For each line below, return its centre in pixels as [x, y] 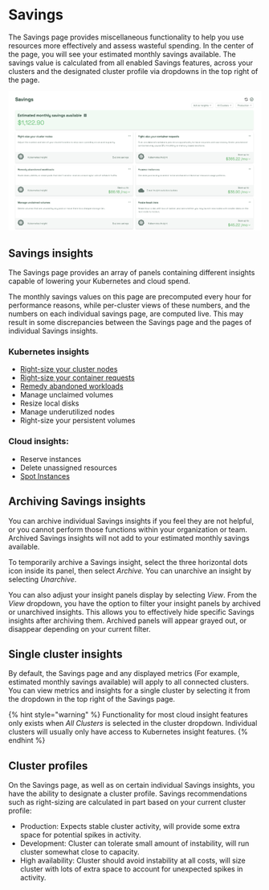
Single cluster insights [65, 654]
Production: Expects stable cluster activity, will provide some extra [130, 826]
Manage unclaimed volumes [67, 395]
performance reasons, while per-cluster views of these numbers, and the [129, 305]
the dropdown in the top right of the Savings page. [92, 699]
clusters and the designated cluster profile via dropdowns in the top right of [133, 71]
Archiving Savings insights [77, 502]
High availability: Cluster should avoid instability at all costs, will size [133, 861]
